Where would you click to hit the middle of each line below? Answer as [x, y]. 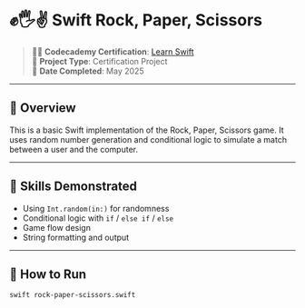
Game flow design [56, 227]
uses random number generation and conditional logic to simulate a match [148, 139]
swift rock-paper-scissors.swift [73, 295]
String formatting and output [76, 237]
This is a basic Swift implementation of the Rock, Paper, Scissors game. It [147, 130]
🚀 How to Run [48, 274]
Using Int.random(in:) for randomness [96, 208]
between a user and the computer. [74, 149]
